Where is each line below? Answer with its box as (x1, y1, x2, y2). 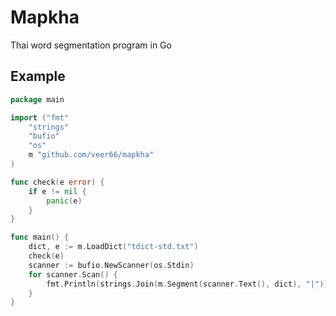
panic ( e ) (46, 196, 83, 206)
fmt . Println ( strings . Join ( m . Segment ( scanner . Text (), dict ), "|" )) (46, 279, 329, 289)
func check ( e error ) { (10, 177, 105, 187)
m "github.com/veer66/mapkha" (28, 150, 155, 160)
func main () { (10, 232, 70, 243)
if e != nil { (28, 186, 87, 196)
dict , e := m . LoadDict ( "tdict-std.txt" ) (28, 242, 199, 252)
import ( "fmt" (10, 112, 70, 123)
